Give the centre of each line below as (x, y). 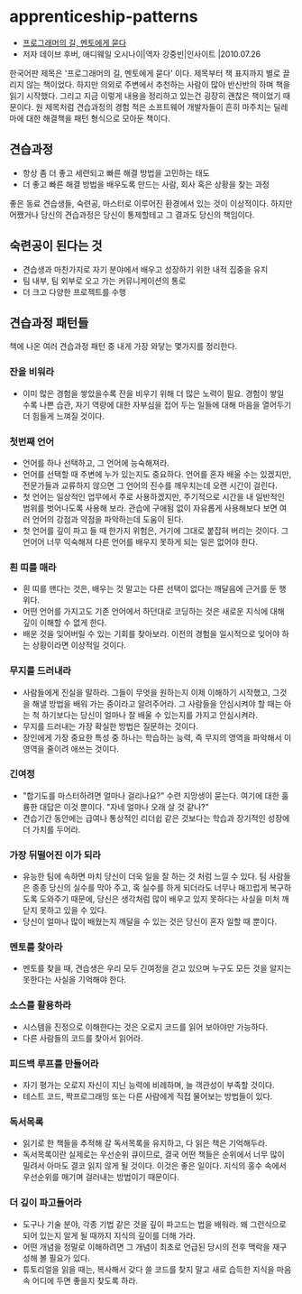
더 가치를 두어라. (51, 829)
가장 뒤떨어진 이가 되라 (55, 855)
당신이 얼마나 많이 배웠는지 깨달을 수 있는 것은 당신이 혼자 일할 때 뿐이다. (150, 921)
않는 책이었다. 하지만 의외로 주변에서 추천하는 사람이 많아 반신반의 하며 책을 (158, 84)
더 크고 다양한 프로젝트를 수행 (74, 291)
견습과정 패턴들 (49, 323)
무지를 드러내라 (41, 671)
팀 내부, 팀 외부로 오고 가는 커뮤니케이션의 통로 (104, 281)
